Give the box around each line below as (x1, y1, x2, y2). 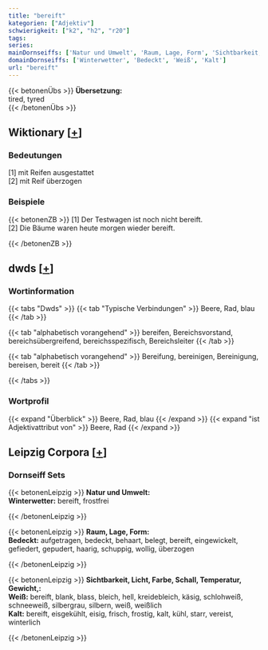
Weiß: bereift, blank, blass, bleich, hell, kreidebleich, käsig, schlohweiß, (8, 592, 243, 602)
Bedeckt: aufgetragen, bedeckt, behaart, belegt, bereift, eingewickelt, (8, 536, 238, 545)
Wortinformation (8, 285, 74, 297)
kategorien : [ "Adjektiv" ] (8, 19, 94, 27)
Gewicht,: (8, 584, 41, 593)
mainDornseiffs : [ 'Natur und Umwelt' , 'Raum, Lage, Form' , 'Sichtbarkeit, (8, 49, 262, 57)
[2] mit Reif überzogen (8, 177, 82, 186)
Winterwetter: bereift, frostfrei (8, 496, 109, 506)
